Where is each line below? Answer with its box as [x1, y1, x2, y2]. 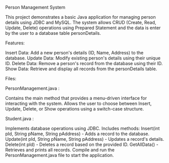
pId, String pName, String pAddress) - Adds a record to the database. [5, 131, 150, 137]
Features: [5, 40, 25, 46]
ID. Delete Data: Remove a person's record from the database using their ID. [5, 61, 163, 66]
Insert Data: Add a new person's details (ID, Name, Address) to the [5, 50, 144, 56]
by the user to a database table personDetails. [5, 30, 101, 36]
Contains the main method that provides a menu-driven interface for [5, 95, 147, 101]
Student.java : [5, 116, 34, 122]
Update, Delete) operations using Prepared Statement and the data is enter [5, 25, 161, 31]
